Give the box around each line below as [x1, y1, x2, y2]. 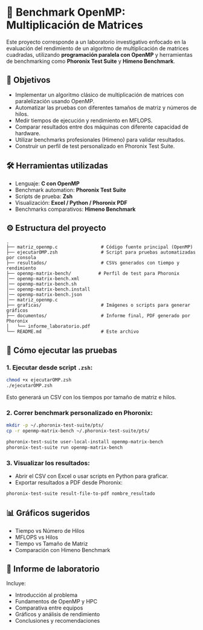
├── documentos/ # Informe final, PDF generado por [6, 313, 190, 319]
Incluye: [6, 580, 26, 587]
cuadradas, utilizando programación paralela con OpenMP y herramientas [6, 51, 193, 58]
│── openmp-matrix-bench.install [6, 286, 91, 292]
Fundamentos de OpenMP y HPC [14, 598, 98, 605]
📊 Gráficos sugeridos [6, 508, 91, 518]
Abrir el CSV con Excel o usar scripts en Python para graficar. [14, 472, 169, 480]
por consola [6, 255, 36, 261]
